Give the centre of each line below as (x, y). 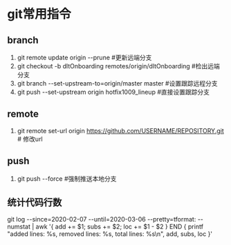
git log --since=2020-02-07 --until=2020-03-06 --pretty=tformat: (102, 219)
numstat (19, 227)
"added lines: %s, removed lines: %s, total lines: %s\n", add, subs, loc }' (110, 234)
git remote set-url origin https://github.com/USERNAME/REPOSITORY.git (120, 130)
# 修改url (30, 139)
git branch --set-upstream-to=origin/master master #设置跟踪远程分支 (117, 83)
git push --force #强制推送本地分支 (67, 178)
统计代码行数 (35, 203)
